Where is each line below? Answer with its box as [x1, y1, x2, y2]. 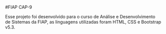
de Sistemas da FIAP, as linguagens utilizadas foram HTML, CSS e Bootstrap [5, 19, 162, 25]
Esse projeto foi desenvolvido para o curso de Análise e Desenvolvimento [5, 14, 156, 19]
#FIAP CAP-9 [5, 4, 32, 10]
